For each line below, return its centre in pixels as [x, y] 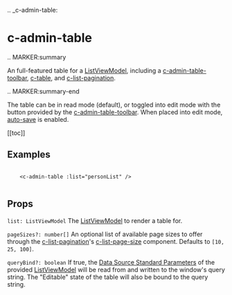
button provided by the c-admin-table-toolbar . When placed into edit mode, [115, 112]
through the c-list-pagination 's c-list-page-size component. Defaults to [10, [116, 241]
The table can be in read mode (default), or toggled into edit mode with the [114, 105]
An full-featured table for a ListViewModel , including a [84, 70]
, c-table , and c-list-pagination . [71, 78]
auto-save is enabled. [38, 119]
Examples [29, 155]
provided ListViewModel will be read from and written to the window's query [116, 269]
